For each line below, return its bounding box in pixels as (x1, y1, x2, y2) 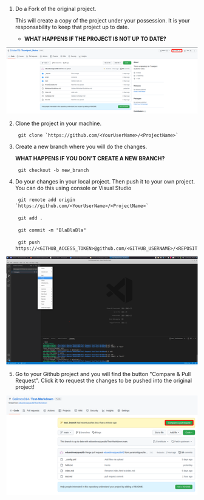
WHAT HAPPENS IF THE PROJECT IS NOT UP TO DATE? (24, 35, 167, 42)
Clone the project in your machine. (15, 120, 102, 127)
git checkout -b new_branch (18, 167, 89, 174)
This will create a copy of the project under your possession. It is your (15, 17, 190, 24)
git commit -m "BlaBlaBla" (18, 227, 86, 233)
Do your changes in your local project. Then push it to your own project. (15, 178, 195, 185)
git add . (18, 215, 43, 221)
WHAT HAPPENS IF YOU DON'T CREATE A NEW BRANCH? (15, 155, 165, 162)
